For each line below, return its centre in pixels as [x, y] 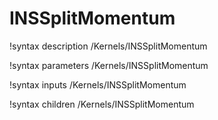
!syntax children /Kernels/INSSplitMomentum [102, 104]
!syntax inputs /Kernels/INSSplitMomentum [98, 84]
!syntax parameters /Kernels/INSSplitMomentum [109, 65]
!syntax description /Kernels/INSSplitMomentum [108, 46]
